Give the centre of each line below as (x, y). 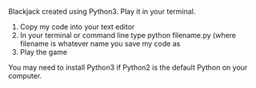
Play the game (44, 52)
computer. (25, 76)
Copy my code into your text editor (77, 27)
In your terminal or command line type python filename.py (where (128, 35)
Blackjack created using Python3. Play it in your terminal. (102, 11)
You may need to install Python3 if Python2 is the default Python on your (128, 67)
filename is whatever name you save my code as (100, 44)
